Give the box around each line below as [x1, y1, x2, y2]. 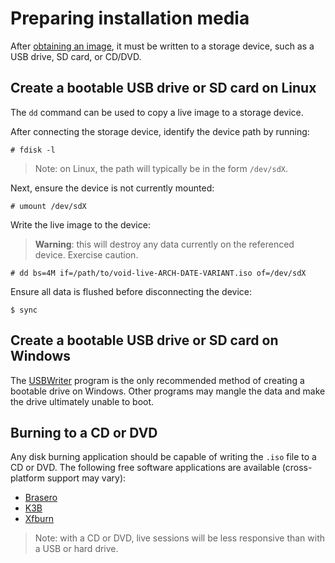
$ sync [10, 305, 38, 315]
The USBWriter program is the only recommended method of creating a [10, 374, 305, 386]
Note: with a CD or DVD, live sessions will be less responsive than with [34, 532, 326, 544]
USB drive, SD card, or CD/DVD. [10, 50, 142, 62]
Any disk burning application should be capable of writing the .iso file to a [10, 451, 317, 463]
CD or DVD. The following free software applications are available [10, 462, 280, 474]
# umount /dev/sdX [10, 201, 87, 211]
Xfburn [24, 513, 55, 525]
